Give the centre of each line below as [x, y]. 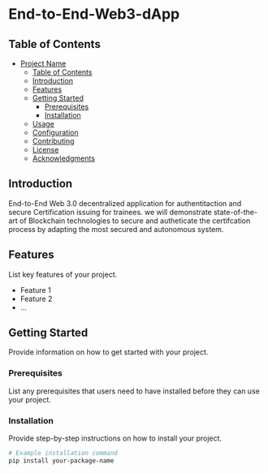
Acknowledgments [64, 158]
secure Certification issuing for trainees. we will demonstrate [110, 212]
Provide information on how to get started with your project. [108, 352]
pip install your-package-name [61, 460]
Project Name [43, 63]
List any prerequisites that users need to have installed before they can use [134, 391]
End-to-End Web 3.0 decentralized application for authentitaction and [125, 203]
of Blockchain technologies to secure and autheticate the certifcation [135, 221]
